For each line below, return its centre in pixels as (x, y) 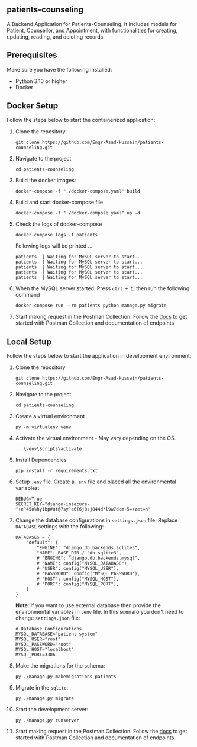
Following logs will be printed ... (54, 246)
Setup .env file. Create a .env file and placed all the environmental (96, 482)
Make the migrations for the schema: (60, 666)
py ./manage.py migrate (45, 698)
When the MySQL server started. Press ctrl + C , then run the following (102, 288)
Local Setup (29, 342)
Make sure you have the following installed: (59, 69)
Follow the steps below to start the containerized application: (81, 120)
